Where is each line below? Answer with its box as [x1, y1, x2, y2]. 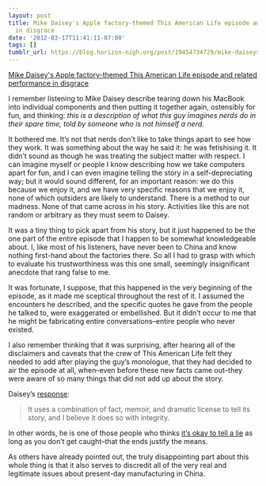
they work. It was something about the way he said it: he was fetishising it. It [8, 143, 257, 152]
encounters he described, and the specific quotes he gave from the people [8, 300, 253, 309]
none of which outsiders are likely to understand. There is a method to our [8, 193, 250, 203]
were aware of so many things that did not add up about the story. [8, 374, 224, 383]
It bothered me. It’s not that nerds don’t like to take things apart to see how [8, 135, 252, 143]
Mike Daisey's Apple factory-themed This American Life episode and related [8, 70, 257, 79]
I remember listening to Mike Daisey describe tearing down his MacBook [8, 94, 245, 103]
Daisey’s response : [8, 389, 70, 398]
